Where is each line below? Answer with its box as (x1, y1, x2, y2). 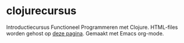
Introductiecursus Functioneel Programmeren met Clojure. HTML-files (6, 24, 178, 31)
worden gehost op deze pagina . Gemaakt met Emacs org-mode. (6, 29, 164, 37)
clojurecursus (6, 4, 76, 18)
